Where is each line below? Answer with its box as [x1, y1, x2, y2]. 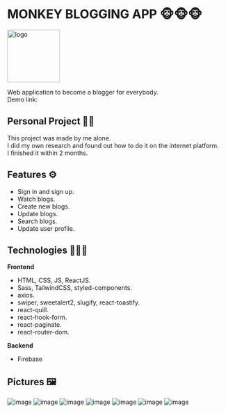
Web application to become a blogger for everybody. [7, 88, 159, 96]
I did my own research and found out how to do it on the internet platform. [7, 141, 219, 149]
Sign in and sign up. [17, 187, 74, 195]
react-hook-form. [17, 313, 67, 322]
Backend [7, 341, 33, 350]
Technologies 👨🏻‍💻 [7, 244, 88, 256]
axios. [17, 291, 35, 300]
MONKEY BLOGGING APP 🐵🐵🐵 [7, 6, 203, 22]
